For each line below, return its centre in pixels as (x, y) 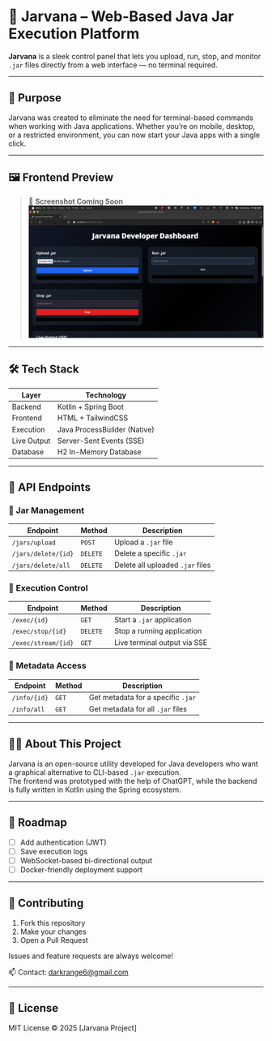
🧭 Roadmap (38, 823)
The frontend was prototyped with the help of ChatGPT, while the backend (133, 781)
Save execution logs (54, 851)
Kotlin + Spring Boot (90, 407)
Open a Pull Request (54, 940)
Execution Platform (74, 34)
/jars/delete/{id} (43, 554)
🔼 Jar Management (47, 510)
